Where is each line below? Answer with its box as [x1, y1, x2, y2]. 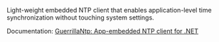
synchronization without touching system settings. [6, 13, 154, 22]
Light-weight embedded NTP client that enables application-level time [6, 6, 212, 14]
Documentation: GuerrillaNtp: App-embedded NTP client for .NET [6, 27, 199, 35]
